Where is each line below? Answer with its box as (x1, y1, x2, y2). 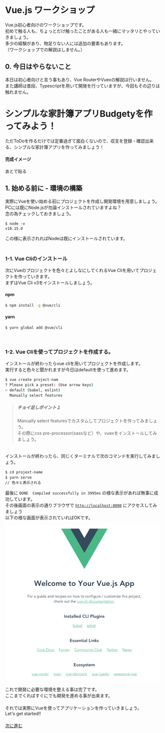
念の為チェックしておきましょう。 (5, 210, 74, 216)
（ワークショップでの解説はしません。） (5, 47, 85, 52)
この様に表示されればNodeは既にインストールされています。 (5, 235, 128, 241)
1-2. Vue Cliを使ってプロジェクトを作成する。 (5, 349, 114, 356)
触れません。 (5, 89, 31, 95)
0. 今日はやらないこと (5, 62, 71, 71)
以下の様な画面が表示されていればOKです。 (5, 515, 93, 521)
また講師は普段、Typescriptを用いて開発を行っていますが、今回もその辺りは (5, 83, 160, 89)
